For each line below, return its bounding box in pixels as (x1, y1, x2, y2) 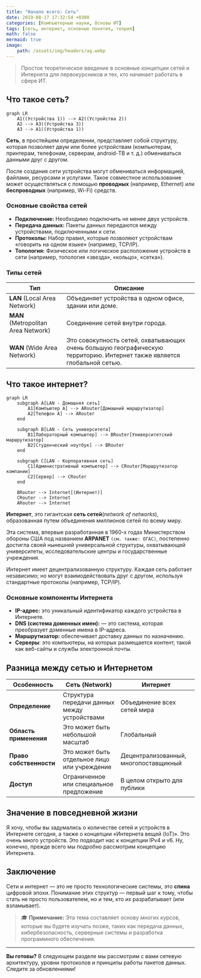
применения (9, 734, 47, 743)
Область (9, 727, 35, 735)
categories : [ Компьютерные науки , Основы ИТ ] (6, 20, 121, 26)
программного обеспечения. (20, 935, 96, 943)
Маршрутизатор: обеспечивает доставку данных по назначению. (14, 633, 185, 640)
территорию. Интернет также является (66, 351, 181, 360)
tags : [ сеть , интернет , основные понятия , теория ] (6, 25, 135, 32)
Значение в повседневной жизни (6, 808, 138, 818)
